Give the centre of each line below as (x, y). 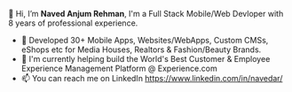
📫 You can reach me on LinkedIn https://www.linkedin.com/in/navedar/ (152, 78)
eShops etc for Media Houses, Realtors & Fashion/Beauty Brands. (141, 50)
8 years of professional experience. (73, 23)
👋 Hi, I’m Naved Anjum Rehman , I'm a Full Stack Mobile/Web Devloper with (146, 14)
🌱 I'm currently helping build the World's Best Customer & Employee (146, 59)
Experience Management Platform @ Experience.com (119, 68)
